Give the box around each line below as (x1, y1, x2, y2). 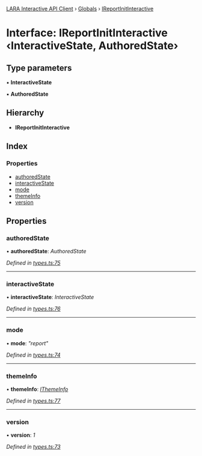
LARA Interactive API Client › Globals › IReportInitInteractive (6, 5, 154, 12)
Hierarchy (6, 108, 44, 118)
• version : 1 (6, 431, 35, 439)
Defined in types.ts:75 (6, 259, 61, 267)
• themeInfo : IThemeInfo (6, 386, 69, 393)
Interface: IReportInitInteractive (6, 26, 168, 40)
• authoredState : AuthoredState (6, 248, 87, 255)
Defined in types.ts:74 (6, 351, 61, 359)
